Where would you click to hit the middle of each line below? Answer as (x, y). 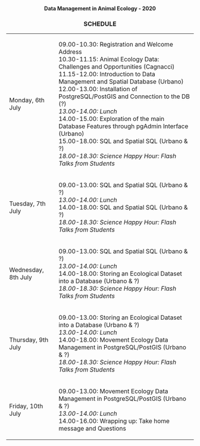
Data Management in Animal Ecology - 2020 (100, 8)
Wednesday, (27, 270)
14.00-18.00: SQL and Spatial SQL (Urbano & (123, 207)
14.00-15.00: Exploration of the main (112, 118)
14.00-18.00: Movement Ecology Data (113, 339)
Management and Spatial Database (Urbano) (121, 82)
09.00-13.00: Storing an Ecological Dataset (121, 317)
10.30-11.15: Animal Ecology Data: (109, 59)
